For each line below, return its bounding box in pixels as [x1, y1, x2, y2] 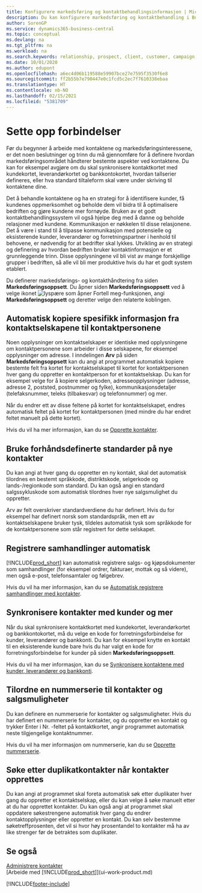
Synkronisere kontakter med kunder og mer [6, 607, 173, 618]
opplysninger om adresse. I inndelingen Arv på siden [6, 352, 138, 359]
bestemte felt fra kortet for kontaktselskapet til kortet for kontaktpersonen [6, 364, 189, 371]
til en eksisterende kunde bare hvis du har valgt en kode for [6, 643, 154, 650]
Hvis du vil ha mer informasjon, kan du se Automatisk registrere [6, 584, 164, 591]
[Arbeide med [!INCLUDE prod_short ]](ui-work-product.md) [6, 869, 153, 876]
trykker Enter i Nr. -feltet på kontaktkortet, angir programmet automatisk [6, 723, 185, 730]
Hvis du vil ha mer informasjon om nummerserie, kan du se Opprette [6, 741, 176, 748]
